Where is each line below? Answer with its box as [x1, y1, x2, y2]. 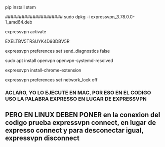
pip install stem [5, 4, 36, 10]
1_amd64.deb [5, 19, 33, 25]
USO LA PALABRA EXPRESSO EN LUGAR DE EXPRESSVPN [5, 95, 147, 102]
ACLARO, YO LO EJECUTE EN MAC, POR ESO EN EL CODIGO [5, 89, 152, 96]
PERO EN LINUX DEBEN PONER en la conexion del [5, 111, 161, 119]
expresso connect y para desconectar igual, [5, 126, 144, 135]
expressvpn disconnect [5, 134, 80, 143]
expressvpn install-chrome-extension [5, 67, 82, 73]
